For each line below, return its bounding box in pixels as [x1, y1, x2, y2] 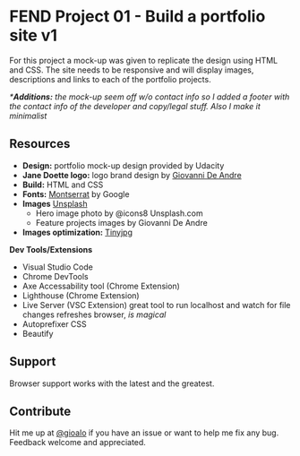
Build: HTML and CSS [21, 179, 104, 190]
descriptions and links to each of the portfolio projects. [9, 73, 212, 84]
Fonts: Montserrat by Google [21, 188, 130, 199]
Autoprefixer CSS [21, 318, 87, 329]
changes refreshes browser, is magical [21, 309, 167, 320]
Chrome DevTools [21, 271, 89, 281]
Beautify [21, 328, 54, 339]
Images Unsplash [21, 198, 88, 209]
